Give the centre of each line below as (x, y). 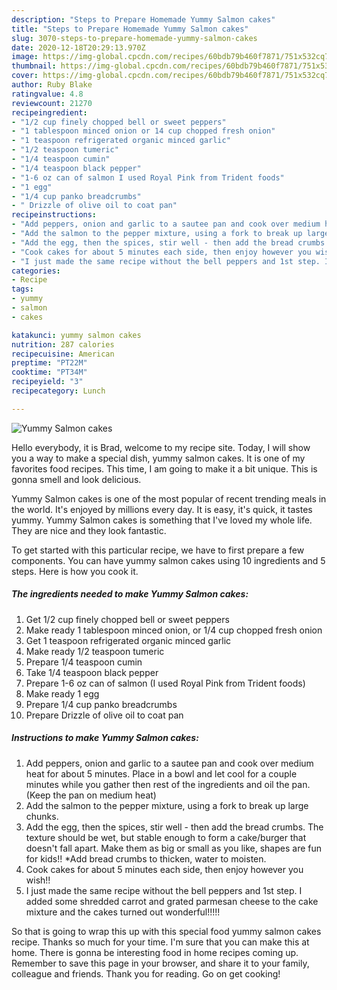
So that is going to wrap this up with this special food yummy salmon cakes (166, 931)
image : (25, 57)
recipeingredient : (49, 112)
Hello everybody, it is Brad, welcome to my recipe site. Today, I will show (161, 447)
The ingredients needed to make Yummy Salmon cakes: (130, 594)
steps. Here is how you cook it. (75, 571)
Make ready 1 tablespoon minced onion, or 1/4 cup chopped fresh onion (174, 630)
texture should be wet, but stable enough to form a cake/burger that (166, 837)
